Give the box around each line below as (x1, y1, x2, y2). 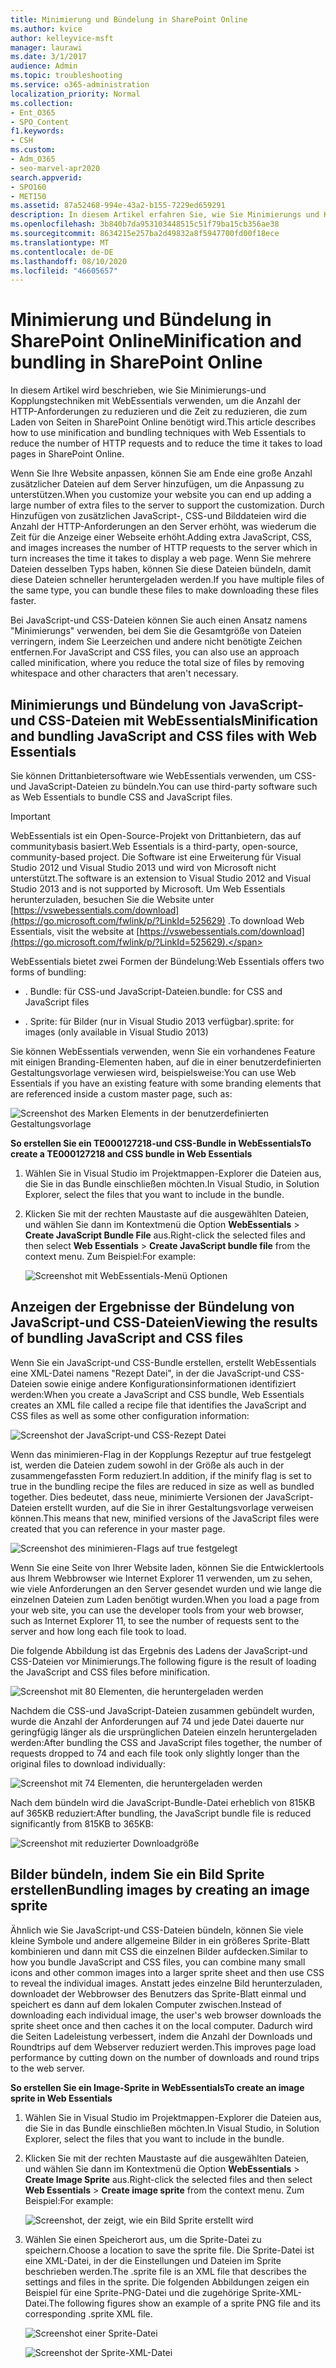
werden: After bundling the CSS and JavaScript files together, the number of (10, 1736, 323, 1748)
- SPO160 (10, 182, 47, 192)
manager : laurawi (10, 42, 83, 53)
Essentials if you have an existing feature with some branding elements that (10, 1077, 322, 1089)
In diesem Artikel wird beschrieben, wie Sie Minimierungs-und (10, 384, 267, 396)
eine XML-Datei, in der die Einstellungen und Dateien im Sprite (24, 2254, 282, 2266)
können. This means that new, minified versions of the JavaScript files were (10, 1512, 320, 1524)
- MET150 (10, 191, 47, 201)
